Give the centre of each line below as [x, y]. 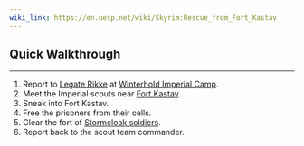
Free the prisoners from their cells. [87, 113]
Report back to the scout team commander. [104, 132]
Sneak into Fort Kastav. [66, 104]
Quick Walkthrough [65, 55]
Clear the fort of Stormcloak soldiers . [91, 123]
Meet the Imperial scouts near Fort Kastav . [101, 94]
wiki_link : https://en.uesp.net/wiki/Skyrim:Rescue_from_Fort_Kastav [143, 18]
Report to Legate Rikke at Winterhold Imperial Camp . [120, 84]
